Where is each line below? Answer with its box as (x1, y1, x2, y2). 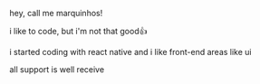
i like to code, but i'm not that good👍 (9, 26, 148, 36)
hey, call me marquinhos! (9, 8, 103, 18)
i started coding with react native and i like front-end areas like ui (9, 47, 252, 57)
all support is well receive (9, 64, 105, 75)
